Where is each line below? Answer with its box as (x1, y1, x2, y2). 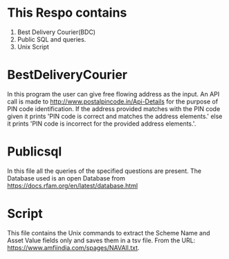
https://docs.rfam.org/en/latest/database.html (7, 181, 138, 190)
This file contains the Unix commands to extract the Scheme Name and (7, 228, 210, 237)
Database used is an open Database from (7, 174, 126, 182)
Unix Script (17, 42, 50, 51)
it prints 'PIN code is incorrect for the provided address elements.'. (7, 119, 196, 128)
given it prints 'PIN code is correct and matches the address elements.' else (7, 112, 223, 120)
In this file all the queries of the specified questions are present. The (7, 167, 202, 175)
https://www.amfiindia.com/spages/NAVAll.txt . (7, 243, 140, 251)
